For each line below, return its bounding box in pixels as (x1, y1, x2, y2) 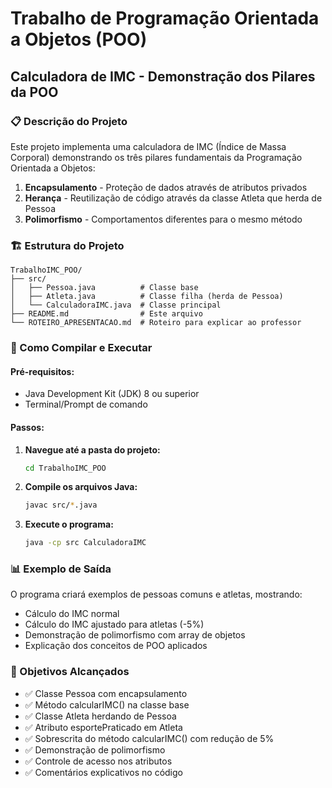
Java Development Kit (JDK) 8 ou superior (24, 388, 200, 400)
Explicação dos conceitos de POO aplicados (24, 640, 208, 652)
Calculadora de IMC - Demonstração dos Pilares (10, 68, 316, 85)
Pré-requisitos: (10, 365, 75, 377)
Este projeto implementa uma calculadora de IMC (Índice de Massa (10, 140, 287, 152)
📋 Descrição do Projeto (10, 114, 128, 128)
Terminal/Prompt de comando (24, 398, 148, 411)
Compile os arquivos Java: (24, 481, 138, 493)
